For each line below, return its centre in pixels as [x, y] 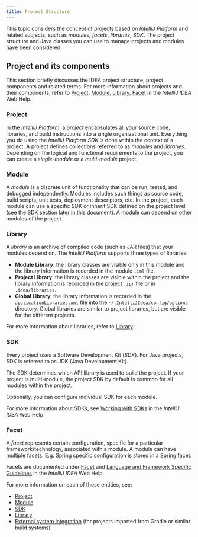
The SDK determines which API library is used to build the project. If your [95, 373]
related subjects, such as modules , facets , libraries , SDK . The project [90, 35]
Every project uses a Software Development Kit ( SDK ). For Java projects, [95, 355]
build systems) [33, 528]
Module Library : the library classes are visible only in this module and [100, 265]
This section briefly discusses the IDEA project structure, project [85, 80]
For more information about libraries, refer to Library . [70, 327]
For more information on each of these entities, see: [69, 484]
